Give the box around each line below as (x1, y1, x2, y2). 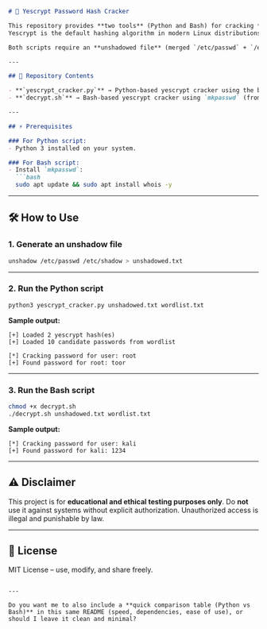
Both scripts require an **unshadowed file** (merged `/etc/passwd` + (8, 44, 247, 52)
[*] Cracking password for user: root (8, 352, 137, 360)
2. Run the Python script (8, 283, 104, 294)
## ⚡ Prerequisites (8, 122, 73, 130)
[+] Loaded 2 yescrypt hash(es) (8, 330, 115, 339)
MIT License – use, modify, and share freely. (8, 565, 153, 575)
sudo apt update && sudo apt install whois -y (15, 181, 172, 189)
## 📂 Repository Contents (8, 72, 94, 80)
